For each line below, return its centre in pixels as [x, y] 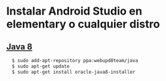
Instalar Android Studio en [74, 11]
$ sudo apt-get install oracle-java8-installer [74, 72]
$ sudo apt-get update [41, 66]
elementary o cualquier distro [83, 24]
